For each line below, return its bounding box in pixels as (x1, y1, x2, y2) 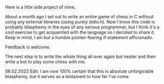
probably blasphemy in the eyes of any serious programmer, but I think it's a (5, 24, 160, 30)
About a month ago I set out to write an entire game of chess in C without (5, 14, 154, 19)
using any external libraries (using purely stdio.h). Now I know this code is (5, 19, 155, 25)
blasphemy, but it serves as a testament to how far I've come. (5, 74, 130, 79)
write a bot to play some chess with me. (5, 59, 86, 64)
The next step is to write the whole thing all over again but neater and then (5, 54, 156, 59)
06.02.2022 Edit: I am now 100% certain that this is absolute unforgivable (5, 68, 154, 74)
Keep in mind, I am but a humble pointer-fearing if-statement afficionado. (5, 34, 154, 40)
